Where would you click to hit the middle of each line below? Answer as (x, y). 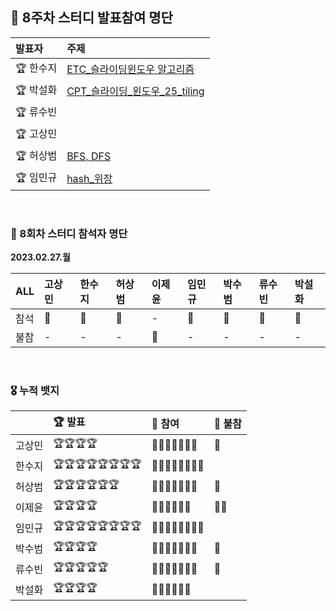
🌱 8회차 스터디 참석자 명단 (69, 233)
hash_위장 (89, 179)
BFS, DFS (89, 156)
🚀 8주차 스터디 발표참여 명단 (91, 18)
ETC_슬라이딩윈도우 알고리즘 (130, 70)
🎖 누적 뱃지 (35, 391)
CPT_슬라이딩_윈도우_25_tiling (135, 91)
